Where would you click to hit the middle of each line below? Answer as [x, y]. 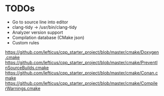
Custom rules [26, 42]
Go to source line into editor [40, 22]
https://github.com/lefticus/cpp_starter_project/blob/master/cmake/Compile [81, 83]
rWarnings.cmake [23, 88]
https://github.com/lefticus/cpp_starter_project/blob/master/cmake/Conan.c [82, 73]
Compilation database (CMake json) [48, 38]
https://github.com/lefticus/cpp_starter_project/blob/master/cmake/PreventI [81, 62]
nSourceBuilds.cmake [27, 67]
